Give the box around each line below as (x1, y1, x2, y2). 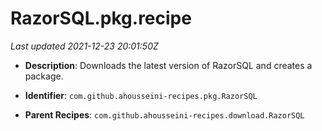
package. (24, 70, 64, 82)
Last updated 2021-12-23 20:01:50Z (10, 40, 159, 52)
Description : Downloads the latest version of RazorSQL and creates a (24, 59, 313, 71)
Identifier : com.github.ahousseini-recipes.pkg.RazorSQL (24, 89, 258, 101)
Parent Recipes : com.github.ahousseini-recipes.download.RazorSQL (24, 108, 305, 121)
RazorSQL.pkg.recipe (10, 7, 192, 30)
